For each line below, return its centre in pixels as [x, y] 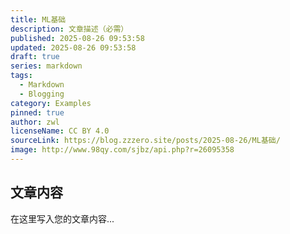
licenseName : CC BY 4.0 [60, 131]
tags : [21, 76]
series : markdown [46, 66]
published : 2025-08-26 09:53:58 [77, 38]
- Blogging [42, 94]
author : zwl [35, 122]
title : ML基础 [38, 19]
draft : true [35, 57]
